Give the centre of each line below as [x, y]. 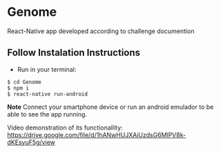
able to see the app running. [47, 114]
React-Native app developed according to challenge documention [101, 31]
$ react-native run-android [48, 94]
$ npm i [18, 88]
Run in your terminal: [47, 69]
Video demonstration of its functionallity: [65, 127]
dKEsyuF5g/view [31, 142]
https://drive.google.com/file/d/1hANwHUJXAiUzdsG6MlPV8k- [97, 134]
